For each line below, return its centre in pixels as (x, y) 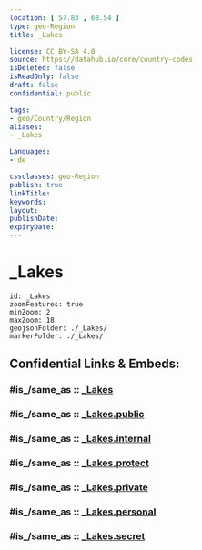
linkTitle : (30, 193)
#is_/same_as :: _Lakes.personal (83, 512)
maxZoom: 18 (32, 320)
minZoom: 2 (30, 312)
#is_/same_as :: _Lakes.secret (77, 535)
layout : (24, 210)
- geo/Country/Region (50, 118)
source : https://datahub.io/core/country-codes (101, 60)
